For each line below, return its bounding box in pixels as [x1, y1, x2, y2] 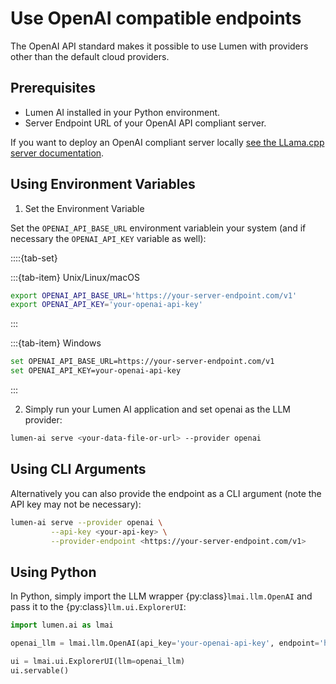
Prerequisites [10, 80, 96, 97]
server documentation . [10, 147, 105, 159]
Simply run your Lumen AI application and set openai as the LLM [24, 403, 291, 416]
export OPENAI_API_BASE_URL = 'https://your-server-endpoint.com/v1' [10, 290, 298, 301]
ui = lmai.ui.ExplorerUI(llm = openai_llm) [10, 656, 186, 666]
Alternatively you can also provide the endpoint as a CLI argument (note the [10, 487, 322, 499]
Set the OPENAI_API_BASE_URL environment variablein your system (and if [10, 222, 307, 234]
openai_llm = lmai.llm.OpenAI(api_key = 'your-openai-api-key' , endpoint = [10, 638, 320, 649]
